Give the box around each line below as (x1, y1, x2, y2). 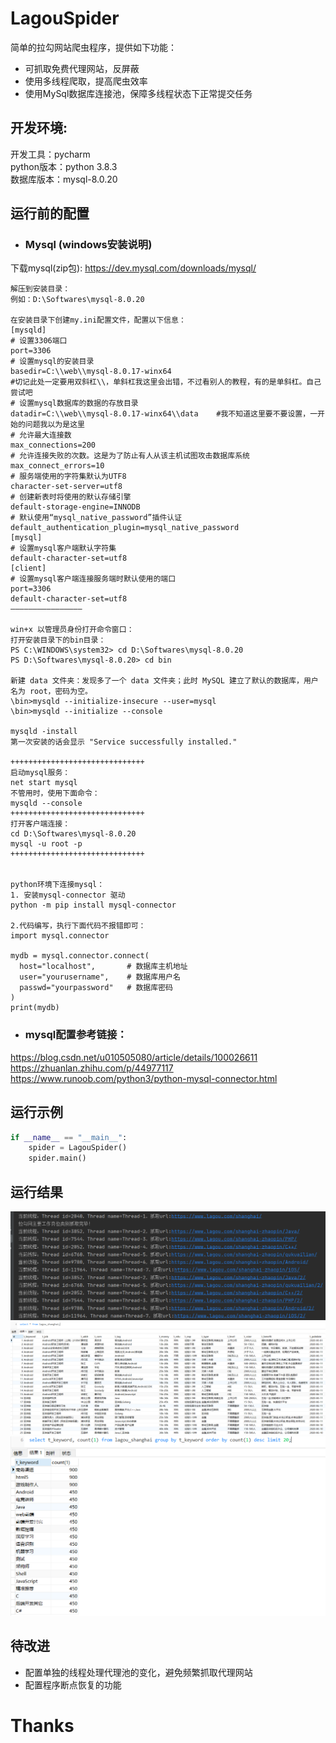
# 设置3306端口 (10, 336, 68, 346)
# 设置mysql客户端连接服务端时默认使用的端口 (10, 574, 177, 584)
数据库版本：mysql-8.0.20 (10, 173, 118, 185)
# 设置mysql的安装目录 (10, 357, 95, 367)
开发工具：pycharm (10, 148, 91, 160)
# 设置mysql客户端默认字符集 (10, 543, 117, 554)
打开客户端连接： (10, 819, 71, 829)
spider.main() (28, 1153, 87, 1164)
